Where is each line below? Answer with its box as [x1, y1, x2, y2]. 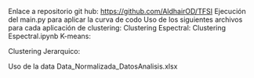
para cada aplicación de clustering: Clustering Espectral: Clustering [8, 23, 226, 32]
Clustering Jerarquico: [8, 47, 81, 55]
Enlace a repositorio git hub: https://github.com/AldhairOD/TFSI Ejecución [8, 7, 246, 16]
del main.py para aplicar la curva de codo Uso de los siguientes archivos [8, 15, 243, 24]
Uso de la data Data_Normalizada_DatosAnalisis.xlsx [8, 62, 178, 71]
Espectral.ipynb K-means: [8, 31, 92, 41]
